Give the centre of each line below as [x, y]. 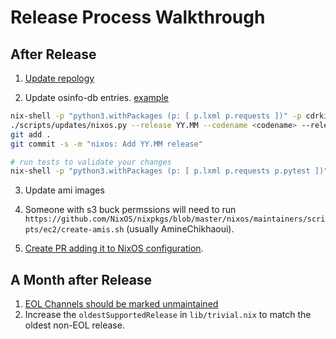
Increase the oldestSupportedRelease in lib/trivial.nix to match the [168, 315]
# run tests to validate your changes [91, 162]
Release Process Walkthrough [138, 17]
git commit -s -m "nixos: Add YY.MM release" [106, 144]
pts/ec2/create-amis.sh [74, 230]
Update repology [59, 78]
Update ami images [64, 190]
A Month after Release [81, 279]
